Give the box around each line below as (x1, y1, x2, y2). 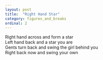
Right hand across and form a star (5, 34, 74, 40)
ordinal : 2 (5, 20, 27, 26)
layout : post (5, 7, 32, 12)
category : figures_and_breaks (5, 16, 67, 21)
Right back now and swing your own (5, 50, 78, 56)
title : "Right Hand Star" (5, 12, 60, 17)
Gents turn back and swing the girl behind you (5, 44, 99, 50)
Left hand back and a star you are (5, 40, 73, 45)
